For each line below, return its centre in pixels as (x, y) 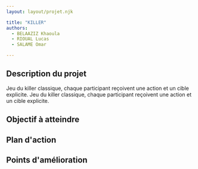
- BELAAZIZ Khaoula (36, 33)
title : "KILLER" (26, 22)
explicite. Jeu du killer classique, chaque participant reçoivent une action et (99, 94)
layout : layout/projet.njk (40, 12)
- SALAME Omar (29, 45)
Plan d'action (31, 140)
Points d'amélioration (47, 160)
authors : (17, 28)
